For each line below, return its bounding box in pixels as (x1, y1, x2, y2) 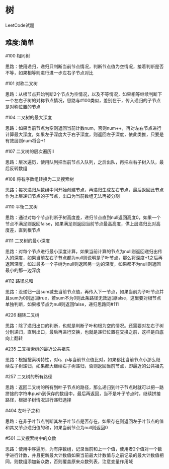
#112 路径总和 (5, 278, 34, 284)
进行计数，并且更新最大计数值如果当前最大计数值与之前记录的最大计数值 (9, 452, 159, 458)
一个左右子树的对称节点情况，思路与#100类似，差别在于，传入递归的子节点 (5, 97, 161, 103)
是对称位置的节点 (5, 104, 41, 110)
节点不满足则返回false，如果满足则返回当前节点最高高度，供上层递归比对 (5, 220, 156, 226)
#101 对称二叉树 (5, 80, 38, 86)
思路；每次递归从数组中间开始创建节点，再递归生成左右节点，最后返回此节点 (5, 187, 164, 193)
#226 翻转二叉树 (5, 311, 40, 318)
